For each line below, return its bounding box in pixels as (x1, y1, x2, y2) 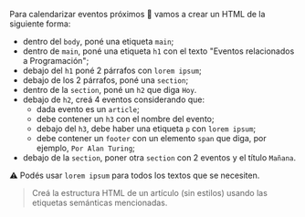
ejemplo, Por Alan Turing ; (36, 142, 135, 153)
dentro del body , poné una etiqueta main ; (22, 36, 174, 46)
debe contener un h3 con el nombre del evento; (36, 114, 215, 124)
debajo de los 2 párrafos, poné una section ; (22, 75, 189, 86)
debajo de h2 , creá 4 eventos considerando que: (22, 94, 205, 105)
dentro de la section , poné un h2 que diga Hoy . (22, 85, 197, 95)
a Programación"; (22, 56, 89, 66)
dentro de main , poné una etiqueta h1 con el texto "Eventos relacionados (22, 46, 295, 57)
